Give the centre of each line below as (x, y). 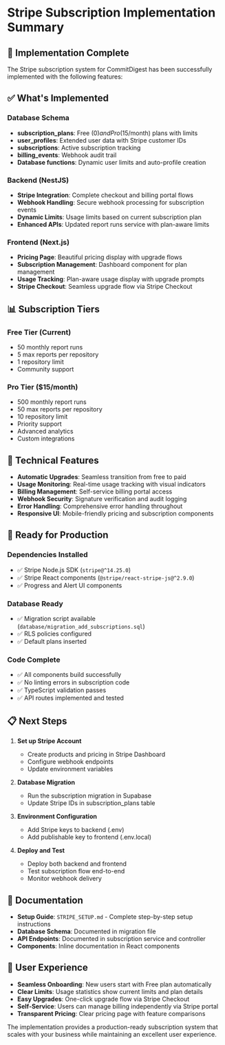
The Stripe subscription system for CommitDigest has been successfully (110, 69)
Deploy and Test (41, 851)
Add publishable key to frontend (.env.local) (89, 837)
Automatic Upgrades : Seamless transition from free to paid (102, 477)
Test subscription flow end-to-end (76, 871)
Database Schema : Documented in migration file (86, 931)
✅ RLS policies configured (54, 634)
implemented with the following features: (65, 77)
